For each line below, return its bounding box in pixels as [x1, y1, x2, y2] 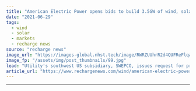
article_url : [6, 68, 38, 74]
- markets [11, 36, 35, 41]
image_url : [6, 52, 33, 58]
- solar [11, 30, 30, 36]
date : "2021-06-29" [6, 14, 54, 20]
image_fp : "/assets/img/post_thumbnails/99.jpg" [6, 57, 127, 63]
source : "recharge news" [6, 47, 66, 52]
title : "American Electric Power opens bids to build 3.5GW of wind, [6, 8, 179, 15]
